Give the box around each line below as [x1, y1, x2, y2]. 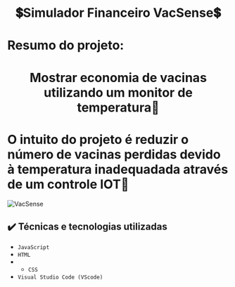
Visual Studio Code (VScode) [17, 274, 103, 281]
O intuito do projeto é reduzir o [7, 131, 189, 147]
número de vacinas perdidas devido [7, 146, 221, 162]
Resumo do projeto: [7, 37, 125, 53]
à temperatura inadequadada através [7, 161, 229, 177]
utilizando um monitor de [43, 84, 193, 100]
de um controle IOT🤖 [7, 176, 129, 192]
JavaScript [17, 244, 50, 251]
